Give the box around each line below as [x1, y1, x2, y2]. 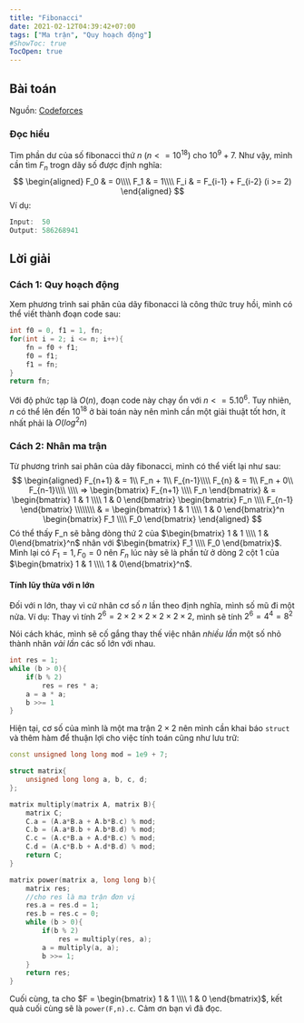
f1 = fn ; [25, 360, 59, 369]
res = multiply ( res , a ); [57, 934, 152, 944]
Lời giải [9, 251, 52, 266]
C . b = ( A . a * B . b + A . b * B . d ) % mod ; [25, 825, 157, 835]
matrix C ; [25, 808, 64, 817]
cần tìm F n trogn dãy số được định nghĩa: [9, 159, 162, 173]
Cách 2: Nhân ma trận [9, 440, 107, 453]
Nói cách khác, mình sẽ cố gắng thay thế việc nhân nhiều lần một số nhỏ [9, 628, 282, 639]
